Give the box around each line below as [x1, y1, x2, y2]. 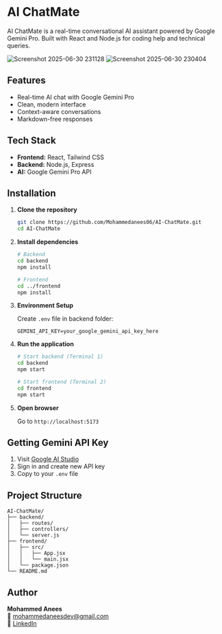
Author [7, 587, 38, 598]
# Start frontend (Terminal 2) [16, 378, 107, 385]
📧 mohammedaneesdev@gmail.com [7, 612, 110, 620]
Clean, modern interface [16, 100, 86, 109]
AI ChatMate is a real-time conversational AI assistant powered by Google [7, 27, 216, 35]
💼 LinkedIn [7, 620, 37, 628]
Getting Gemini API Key [7, 437, 109, 449]
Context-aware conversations [16, 107, 101, 115]
